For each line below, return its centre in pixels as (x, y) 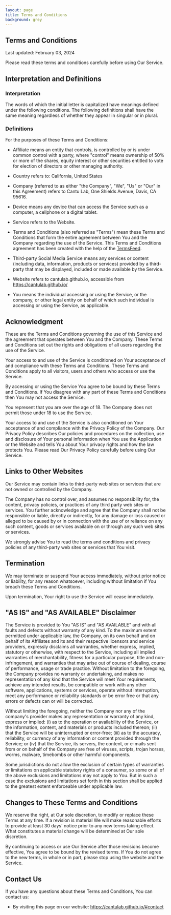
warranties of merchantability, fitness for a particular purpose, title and (80, 658)
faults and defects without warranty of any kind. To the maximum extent (81, 631)
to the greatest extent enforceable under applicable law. (64, 786)
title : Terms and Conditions (36, 15)
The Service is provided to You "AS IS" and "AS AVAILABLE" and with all (81, 625)
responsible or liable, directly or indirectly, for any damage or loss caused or (86, 515)
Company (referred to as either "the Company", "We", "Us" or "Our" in (87, 186)
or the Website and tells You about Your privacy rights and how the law (80, 444)
